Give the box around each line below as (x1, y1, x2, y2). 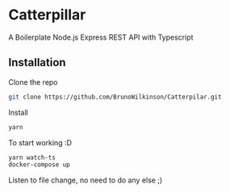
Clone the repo (8, 77, 58, 86)
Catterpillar (8, 6, 86, 24)
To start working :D (8, 137, 73, 147)
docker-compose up (8, 161, 70, 169)
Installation (8, 56, 66, 69)
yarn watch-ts (8, 153, 56, 162)
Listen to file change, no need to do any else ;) (8, 175, 163, 185)
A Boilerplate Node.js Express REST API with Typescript (8, 32, 194, 42)
